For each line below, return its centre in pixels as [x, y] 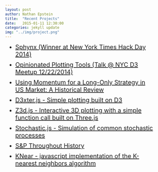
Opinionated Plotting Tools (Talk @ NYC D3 [77, 65]
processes [30, 135]
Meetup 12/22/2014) [44, 72]
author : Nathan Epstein [29, 14]
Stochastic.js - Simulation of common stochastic [84, 128]
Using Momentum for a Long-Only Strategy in [80, 82]
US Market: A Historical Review [60, 90]
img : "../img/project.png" [32, 32]
